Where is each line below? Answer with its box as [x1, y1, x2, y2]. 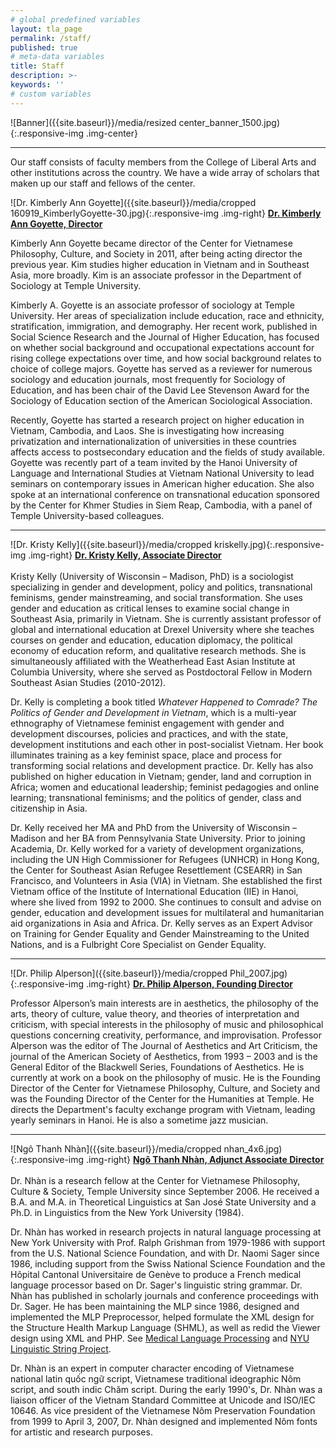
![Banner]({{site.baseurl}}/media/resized [10, 116, 177, 128]
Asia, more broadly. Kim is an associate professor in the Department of [10, 269, 302, 281]
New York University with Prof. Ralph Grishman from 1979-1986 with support [10, 1236, 326, 1248]
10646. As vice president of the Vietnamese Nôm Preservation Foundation [10, 1404, 316, 1416]
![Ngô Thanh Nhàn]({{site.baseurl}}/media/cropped [10, 1142, 222, 1155]
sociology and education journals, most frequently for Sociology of [10, 373, 286, 385]
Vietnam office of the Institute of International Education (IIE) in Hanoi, [10, 885, 299, 897]
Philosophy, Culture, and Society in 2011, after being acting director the [10, 247, 303, 260]
